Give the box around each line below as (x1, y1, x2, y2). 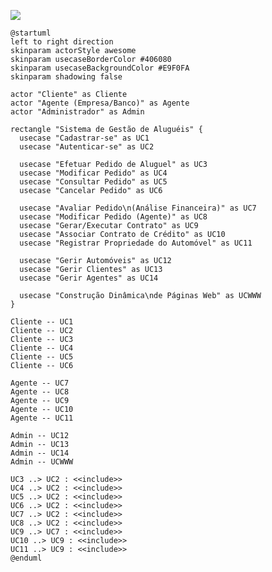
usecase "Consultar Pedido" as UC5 (19, 177, 168, 187)
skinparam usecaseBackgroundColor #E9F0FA (10, 63, 190, 73)
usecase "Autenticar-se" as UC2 (19, 142, 155, 152)
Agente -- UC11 (10, 413, 74, 423)
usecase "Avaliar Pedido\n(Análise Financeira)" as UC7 (19, 203, 257, 213)
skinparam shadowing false (10, 72, 123, 82)
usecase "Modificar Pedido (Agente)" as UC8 (19, 212, 208, 222)
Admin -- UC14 (10, 448, 70, 458)
